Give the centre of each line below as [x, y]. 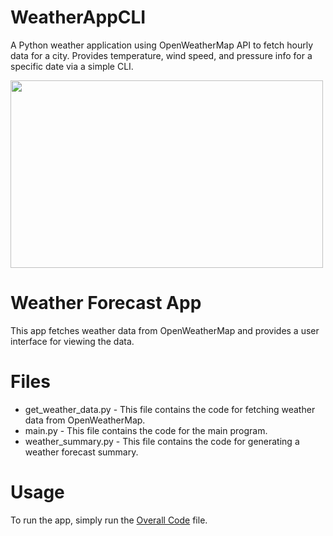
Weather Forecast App [106, 303]
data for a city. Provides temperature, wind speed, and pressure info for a [161, 55]
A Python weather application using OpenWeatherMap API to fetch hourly [162, 45]
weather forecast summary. [81, 452]
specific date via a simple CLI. [72, 66]
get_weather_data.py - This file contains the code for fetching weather [170, 409]
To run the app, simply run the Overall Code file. [109, 520]
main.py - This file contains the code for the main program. [146, 430]
